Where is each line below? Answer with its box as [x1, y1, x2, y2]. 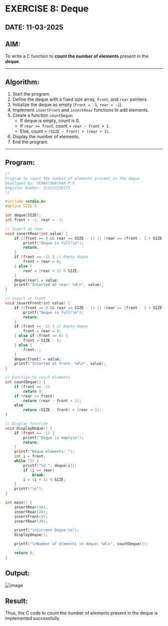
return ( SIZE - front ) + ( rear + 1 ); [23, 408, 101, 413]
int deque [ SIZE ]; [5, 213, 41, 218]
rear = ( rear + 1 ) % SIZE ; [23, 268, 79, 273]
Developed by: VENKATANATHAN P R [5, 181, 75, 186]
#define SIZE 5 [5, 204, 37, 209]
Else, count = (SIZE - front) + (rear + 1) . [19, 128, 110, 134]
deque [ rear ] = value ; [14, 277, 59, 283]
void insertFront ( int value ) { [5, 301, 70, 306]
